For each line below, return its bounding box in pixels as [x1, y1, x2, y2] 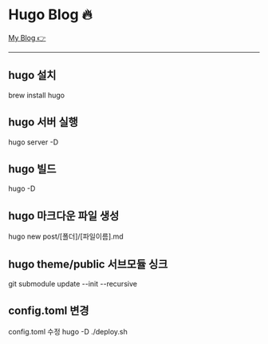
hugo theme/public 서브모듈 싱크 [8, 257, 168, 271]
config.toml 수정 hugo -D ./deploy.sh [8, 326, 128, 336]
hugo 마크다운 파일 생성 [8, 209, 120, 223]
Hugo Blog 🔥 [8, 6, 93, 24]
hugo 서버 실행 [8, 116, 78, 129]
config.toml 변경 [8, 304, 89, 318]
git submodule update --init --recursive [8, 279, 138, 288]
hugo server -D [8, 137, 59, 147]
